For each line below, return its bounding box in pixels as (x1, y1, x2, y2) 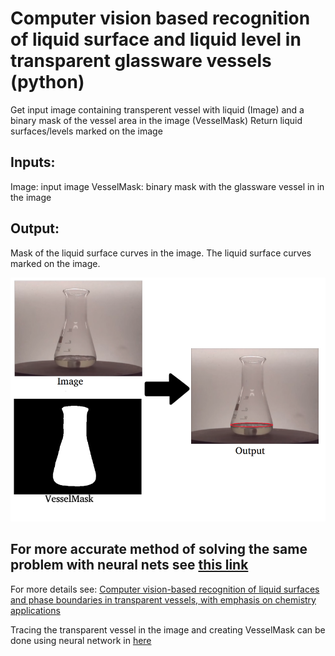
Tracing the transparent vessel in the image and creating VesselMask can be (10, 623, 326, 636)
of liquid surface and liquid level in (10, 28, 302, 51)
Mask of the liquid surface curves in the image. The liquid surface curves (10, 247, 312, 259)
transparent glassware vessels (10, 50, 272, 72)
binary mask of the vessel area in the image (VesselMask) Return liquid (10, 114, 303, 126)
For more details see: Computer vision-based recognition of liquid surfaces (10, 583, 320, 595)
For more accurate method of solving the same (10, 541, 308, 558)
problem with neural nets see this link (10, 557, 249, 574)
